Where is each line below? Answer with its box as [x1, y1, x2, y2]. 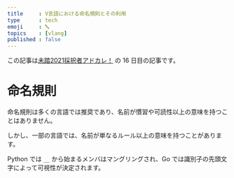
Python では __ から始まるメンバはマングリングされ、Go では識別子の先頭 [7, 155, 221, 163]
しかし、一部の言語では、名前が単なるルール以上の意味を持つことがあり [7, 131, 216, 140]
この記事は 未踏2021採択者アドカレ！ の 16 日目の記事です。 [7, 57, 180, 65]
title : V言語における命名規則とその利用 [7, 10, 127, 17]
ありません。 [19, 117, 57, 125]
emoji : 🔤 [7, 23, 50, 30]
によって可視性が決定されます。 [13, 163, 105, 172]
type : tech [7, 17, 58, 24]
